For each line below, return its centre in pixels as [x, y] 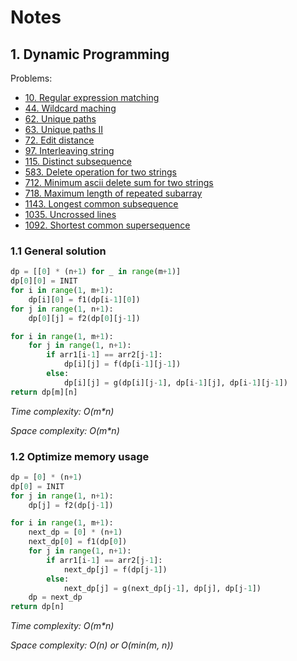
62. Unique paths [60, 119]
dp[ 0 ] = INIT [37, 486]
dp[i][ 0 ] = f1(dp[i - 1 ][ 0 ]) [84, 299]
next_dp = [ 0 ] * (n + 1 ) [75, 532]
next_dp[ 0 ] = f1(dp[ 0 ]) [78, 542]
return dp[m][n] [44, 392]
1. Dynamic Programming [90, 54]
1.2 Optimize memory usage [80, 456]
